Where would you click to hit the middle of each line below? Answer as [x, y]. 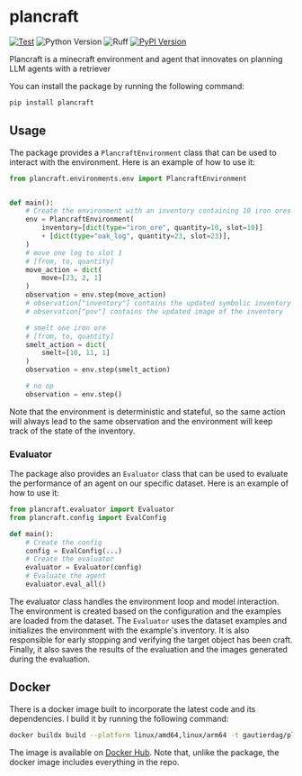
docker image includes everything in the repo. [94, 762]
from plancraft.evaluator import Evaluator [92, 510]
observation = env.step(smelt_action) [98, 370]
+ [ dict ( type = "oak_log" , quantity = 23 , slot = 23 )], [136, 236]
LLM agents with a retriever [60, 68]
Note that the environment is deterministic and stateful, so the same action [147, 411]
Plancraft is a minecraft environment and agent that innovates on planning [146, 59]
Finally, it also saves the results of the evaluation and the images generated [148, 649]
